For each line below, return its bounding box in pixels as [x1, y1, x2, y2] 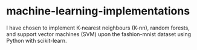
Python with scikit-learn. [6, 37, 68, 44]
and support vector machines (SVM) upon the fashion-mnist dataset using [6, 30, 192, 37]
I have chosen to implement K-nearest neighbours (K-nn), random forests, [6, 24, 190, 31]
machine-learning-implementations [6, 4, 190, 18]
